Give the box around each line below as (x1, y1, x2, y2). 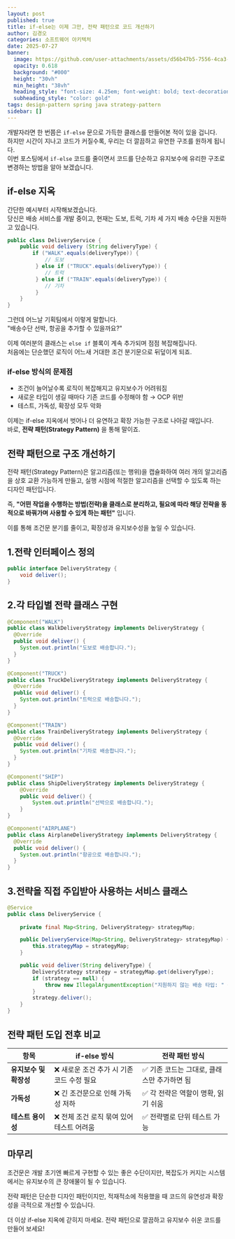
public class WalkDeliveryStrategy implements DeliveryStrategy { (7, 624, 205, 632)
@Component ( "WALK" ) (7, 618, 64, 625)
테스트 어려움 (54, 1122, 95, 1132)
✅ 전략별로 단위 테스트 (142, 1112, 212, 1121)
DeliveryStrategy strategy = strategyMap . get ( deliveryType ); (32, 968, 215, 975)
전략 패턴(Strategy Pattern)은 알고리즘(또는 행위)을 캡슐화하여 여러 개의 (7, 468, 204, 476)
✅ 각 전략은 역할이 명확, (142, 1088, 216, 1098)
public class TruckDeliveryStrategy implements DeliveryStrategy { (7, 676, 208, 683)
